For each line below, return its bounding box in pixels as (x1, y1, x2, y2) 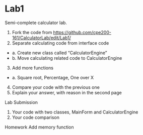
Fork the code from (12, 29, 52, 35)
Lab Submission (5, 99, 38, 105)
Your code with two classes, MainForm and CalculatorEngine (12, 109, 138, 115)
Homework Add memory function (5, 124, 74, 130)
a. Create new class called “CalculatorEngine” (12, 50, 108, 56)
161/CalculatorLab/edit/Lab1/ (12, 35, 71, 41)
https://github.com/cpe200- (53, 29, 112, 35)
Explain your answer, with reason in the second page (12, 89, 122, 95)
